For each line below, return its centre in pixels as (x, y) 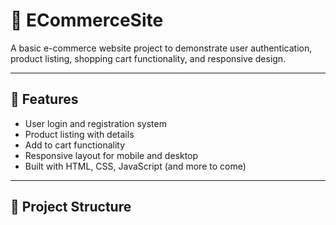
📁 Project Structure (71, 207)
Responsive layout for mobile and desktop (111, 155)
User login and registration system (95, 123)
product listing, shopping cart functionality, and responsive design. (148, 58)
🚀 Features (44, 99)
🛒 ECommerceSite (87, 20)
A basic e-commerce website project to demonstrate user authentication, (161, 48)
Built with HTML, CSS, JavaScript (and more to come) (135, 166)
